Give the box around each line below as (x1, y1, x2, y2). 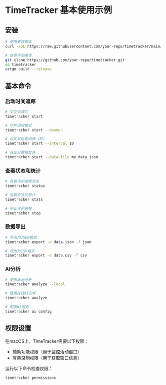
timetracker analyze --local (5, 282, 65, 287)
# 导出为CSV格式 (5, 249, 35, 254)
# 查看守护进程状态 (5, 179, 40, 184)
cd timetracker (5, 62, 37, 67)
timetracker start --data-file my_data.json (5, 155, 98, 160)
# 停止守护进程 (5, 206, 32, 211)
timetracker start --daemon (5, 128, 63, 132)
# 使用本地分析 (5, 277, 32, 282)
